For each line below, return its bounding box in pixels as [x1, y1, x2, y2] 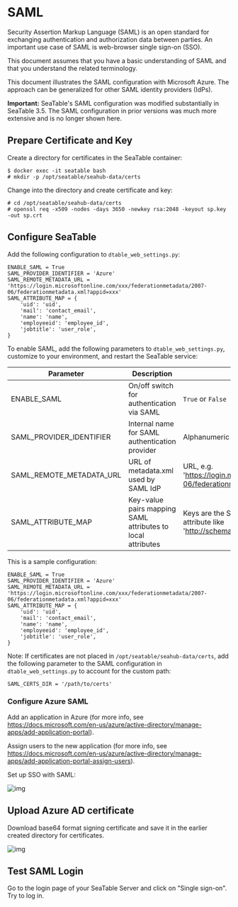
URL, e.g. [183, 461, 214, 471]
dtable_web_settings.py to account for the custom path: [7, 667, 171, 675]
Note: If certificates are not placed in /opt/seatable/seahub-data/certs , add [7, 651, 229, 660]
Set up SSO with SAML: [7, 770, 76, 779]
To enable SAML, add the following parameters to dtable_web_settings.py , [7, 344, 225, 353]
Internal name [128, 419, 175, 429]
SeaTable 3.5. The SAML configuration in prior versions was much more [7, 106, 217, 115]
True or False [183, 394, 227, 404]
